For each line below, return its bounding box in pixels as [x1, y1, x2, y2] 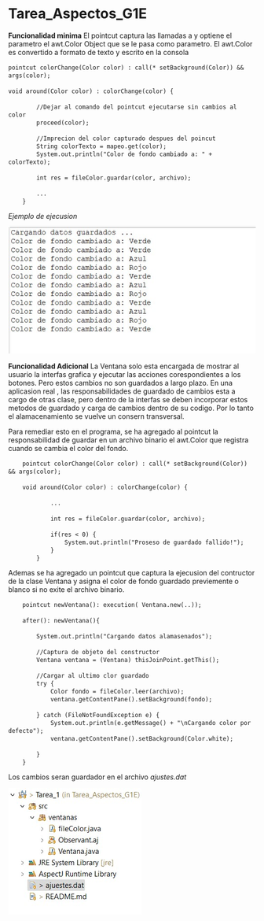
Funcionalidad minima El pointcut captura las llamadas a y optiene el [8, 31, 233, 40]
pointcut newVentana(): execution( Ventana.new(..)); [22, 601, 202, 608]
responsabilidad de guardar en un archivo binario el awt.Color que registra [8, 435, 249, 445]
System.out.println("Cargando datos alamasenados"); [36, 632, 213, 640]
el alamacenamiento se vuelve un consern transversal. [8, 411, 185, 421]
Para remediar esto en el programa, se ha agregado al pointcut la [8, 427, 218, 436]
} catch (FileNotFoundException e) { [36, 711, 159, 719]
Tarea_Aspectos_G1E [8, 5, 148, 23]
